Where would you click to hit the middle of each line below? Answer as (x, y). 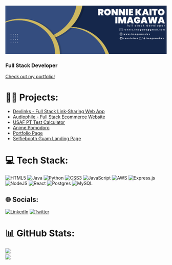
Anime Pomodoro (31, 128)
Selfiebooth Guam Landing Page (47, 139)
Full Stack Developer (31, 65)
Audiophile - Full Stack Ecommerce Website (59, 117)
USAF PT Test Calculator (39, 122)
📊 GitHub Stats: (40, 234)
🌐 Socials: (22, 199)
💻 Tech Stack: (37, 160)
